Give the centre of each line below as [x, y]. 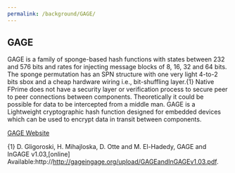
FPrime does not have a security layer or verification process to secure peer [118, 90]
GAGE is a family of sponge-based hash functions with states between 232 [116, 59]
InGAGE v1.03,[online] [39, 154]
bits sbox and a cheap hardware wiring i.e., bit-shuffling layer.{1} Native [111, 82]
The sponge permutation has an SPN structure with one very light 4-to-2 [113, 74]
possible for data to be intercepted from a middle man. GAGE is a [101, 105]
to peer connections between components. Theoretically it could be [106, 97]
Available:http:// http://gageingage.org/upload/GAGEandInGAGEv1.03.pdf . [113, 162]
